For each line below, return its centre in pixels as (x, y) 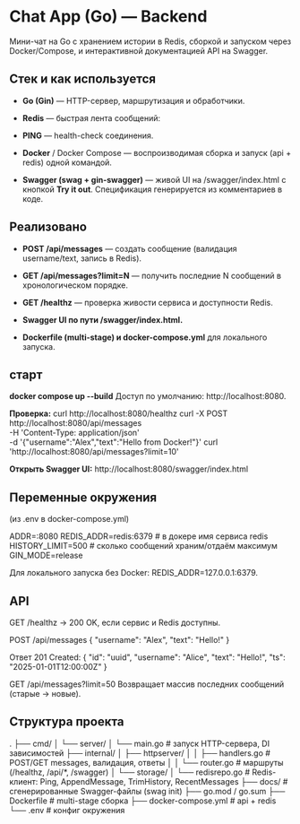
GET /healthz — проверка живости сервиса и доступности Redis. (147, 302)
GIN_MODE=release (46, 555)
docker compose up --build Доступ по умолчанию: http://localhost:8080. (148, 396)
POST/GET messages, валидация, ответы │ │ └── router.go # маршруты (146, 762)
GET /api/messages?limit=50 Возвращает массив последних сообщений (147, 684)
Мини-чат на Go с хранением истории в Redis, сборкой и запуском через (150, 41)
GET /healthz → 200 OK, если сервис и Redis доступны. (115, 622)
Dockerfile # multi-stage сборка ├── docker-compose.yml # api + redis (143, 801)
